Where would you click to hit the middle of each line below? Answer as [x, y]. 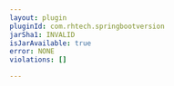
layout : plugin [38, 18]
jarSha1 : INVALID [42, 34]
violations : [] [38, 60]
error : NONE [32, 52]
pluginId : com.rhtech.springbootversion [87, 26]
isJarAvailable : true [51, 43]
